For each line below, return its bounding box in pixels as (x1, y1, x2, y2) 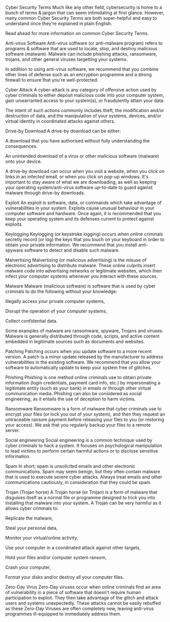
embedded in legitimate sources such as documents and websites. (5, 338, 145, 344)
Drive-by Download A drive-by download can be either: (5, 128, 121, 134)
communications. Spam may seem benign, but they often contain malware (5, 469, 161, 474)
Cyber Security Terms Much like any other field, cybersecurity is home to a (5, 5, 162, 10)
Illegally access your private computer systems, (5, 298, 105, 304)
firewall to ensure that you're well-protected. (5, 77, 98, 83)
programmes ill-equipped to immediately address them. (5, 611, 122, 617)
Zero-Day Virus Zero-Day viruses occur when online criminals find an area (5, 584, 161, 590)
